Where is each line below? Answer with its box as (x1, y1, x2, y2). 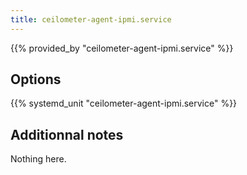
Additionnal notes (10, 126, 124, 143)
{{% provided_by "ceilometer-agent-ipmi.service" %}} (10, 42, 234, 54)
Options (10, 71, 62, 88)
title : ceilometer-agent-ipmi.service (10, 14, 172, 25)
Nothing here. (10, 153, 67, 165)
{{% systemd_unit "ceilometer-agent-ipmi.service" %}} (10, 97, 238, 110)
